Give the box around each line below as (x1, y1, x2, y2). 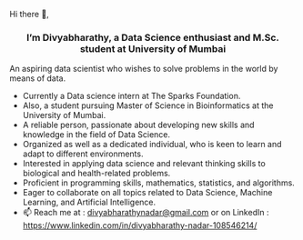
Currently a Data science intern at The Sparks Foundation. (22, 91, 241, 102)
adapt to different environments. (22, 148, 144, 159)
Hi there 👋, (9, 9, 50, 19)
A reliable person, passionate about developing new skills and (22, 119, 255, 131)
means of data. (9, 73, 66, 84)
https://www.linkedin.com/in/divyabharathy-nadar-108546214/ (22, 220, 258, 231)
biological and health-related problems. (22, 168, 171, 179)
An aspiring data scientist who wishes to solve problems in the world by (9, 64, 278, 75)
